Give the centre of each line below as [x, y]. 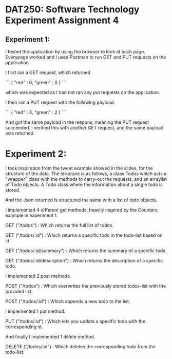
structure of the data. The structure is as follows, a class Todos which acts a [86, 174]
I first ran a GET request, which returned [48, 72]
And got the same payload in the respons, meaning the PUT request [77, 122]
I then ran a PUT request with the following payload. [60, 102]
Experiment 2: [36, 154]
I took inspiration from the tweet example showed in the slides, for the [79, 168]
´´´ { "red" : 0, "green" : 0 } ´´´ [36, 82]
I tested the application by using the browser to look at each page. [75, 52]
